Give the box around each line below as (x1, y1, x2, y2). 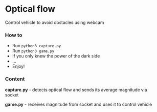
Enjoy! (12, 63, 25, 69)
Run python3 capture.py (12, 43, 61, 49)
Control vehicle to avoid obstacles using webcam (5, 19, 104, 25)
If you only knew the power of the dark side (12, 53, 100, 59)
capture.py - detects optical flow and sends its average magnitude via (5, 87, 148, 93)
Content (5, 75, 25, 82)
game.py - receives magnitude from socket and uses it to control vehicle (5, 101, 152, 107)
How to (5, 32, 22, 38)
